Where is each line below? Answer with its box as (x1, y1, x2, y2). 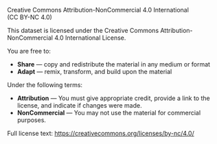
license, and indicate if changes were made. (16, 101, 142, 109)
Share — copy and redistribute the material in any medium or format (16, 60, 211, 68)
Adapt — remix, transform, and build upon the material (16, 68, 172, 75)
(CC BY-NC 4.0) (7, 13, 53, 21)
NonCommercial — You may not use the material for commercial (16, 109, 201, 117)
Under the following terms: (7, 81, 83, 88)
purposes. (16, 116, 47, 124)
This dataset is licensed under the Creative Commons (7, 27, 159, 34)
